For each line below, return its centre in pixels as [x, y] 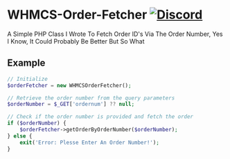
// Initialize [28, 79]
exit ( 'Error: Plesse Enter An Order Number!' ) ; [89, 142]
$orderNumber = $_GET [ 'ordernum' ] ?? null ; [71, 104]
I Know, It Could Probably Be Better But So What [76, 41]
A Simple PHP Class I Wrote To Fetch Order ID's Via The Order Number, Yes [115, 34]
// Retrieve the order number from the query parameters [91, 98]
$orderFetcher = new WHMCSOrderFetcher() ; [69, 85]
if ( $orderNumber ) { [37, 123]
